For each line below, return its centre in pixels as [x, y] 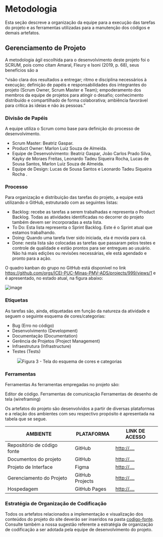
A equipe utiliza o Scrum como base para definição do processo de [72, 129]
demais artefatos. [23, 33]
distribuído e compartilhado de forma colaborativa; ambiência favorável [76, 100]
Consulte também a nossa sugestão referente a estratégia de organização [79, 524]
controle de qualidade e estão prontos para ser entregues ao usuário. [81, 248]
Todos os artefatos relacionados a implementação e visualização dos [74, 514]
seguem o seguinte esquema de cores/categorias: [55, 316]
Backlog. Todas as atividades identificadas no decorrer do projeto [78, 217]
